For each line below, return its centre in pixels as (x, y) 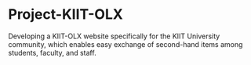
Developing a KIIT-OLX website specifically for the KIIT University (114, 36)
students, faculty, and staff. (52, 52)
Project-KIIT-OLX (65, 14)
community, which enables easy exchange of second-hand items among (125, 44)
